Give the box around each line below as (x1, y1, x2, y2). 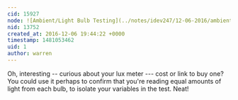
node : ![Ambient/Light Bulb (7, 17, 91, 24)
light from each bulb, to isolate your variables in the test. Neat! (7, 84, 189, 93)
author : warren (7, 50, 52, 57)
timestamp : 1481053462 (7, 37, 74, 44)
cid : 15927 (7, 10, 40, 18)
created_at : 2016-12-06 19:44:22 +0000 (7, 30, 125, 38)
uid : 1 (7, 43, 27, 50)
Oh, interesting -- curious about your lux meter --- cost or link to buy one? (7, 69, 225, 78)
